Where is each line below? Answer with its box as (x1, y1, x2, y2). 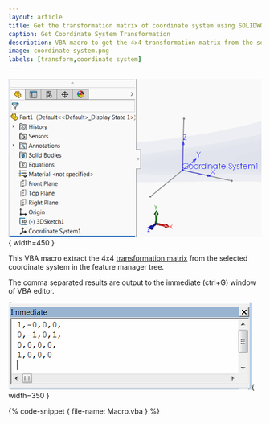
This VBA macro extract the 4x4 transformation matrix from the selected (8, 253, 248, 263)
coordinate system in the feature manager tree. (8, 261, 165, 271)
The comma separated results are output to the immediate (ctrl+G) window (8, 278, 256, 287)
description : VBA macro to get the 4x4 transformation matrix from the (8, 39, 253, 47)
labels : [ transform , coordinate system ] (8, 56, 142, 64)
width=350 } (8, 390, 50, 400)
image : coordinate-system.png (8, 47, 110, 56)
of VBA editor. (8, 286, 55, 295)
